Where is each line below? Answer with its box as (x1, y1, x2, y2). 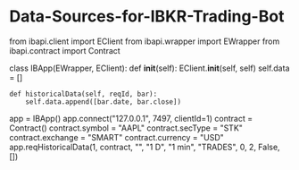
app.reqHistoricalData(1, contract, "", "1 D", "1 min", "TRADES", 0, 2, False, (9, 141, 280, 152)
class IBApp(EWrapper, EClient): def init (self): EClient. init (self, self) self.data (9, 63, 290, 73)
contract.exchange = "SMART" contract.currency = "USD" (9, 132, 225, 142)
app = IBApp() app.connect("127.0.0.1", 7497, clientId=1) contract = (9, 113, 253, 123)
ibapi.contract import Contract (9, 45, 120, 55)
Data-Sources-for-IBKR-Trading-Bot (9, 6, 285, 27)
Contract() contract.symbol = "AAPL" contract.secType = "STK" (9, 123, 244, 133)
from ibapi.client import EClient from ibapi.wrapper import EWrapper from (9, 36, 280, 47)
